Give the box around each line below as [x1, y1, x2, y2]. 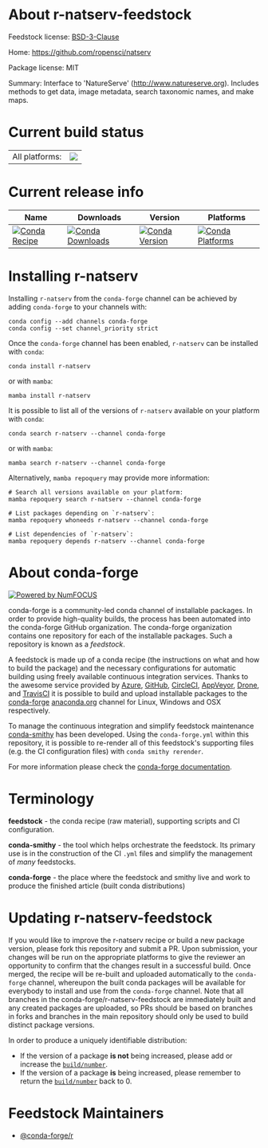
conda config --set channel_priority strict [8, 324, 159, 332]
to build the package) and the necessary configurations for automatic [8, 663, 237, 673]
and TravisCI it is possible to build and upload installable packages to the [8, 688, 248, 698]
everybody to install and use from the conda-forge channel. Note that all [8, 986, 244, 996]
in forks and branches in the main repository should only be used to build [8, 1011, 249, 1021]
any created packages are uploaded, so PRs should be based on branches [8, 1003, 254, 1012]
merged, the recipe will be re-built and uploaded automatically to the [8, 969, 234, 978]
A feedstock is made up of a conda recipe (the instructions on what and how [8, 655, 260, 664]
